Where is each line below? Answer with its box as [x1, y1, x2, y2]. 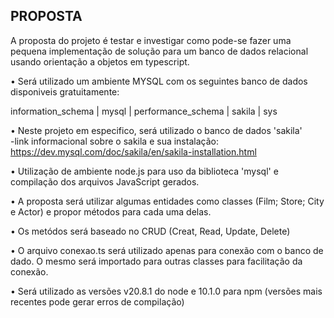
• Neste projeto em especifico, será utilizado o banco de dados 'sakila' [10, 124, 303, 136]
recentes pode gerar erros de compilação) [10, 295, 185, 308]
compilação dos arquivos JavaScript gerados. [10, 175, 200, 188]
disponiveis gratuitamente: [10, 85, 120, 98]
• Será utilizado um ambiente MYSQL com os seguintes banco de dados [10, 75, 308, 87]
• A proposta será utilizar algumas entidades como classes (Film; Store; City [10, 195, 325, 207]
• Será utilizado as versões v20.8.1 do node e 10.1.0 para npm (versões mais [10, 285, 323, 297]
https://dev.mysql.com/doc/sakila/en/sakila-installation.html [10, 145, 257, 158]
